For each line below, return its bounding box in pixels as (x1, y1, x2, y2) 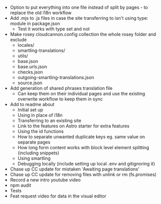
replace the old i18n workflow (10, 10, 72, 16)
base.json (17, 58, 38, 64)
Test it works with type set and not (17, 26, 90, 32)
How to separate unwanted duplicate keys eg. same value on (17, 134, 145, 140)
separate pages (17, 139, 51, 145)
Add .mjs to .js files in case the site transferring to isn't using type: (10, 15, 148, 21)
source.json (17, 80, 43, 86)
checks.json (17, 69, 43, 75)
